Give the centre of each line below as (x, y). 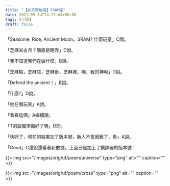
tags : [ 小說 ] (18, 19)
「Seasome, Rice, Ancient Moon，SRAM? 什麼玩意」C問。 (67, 39)
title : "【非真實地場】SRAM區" (35, 10)
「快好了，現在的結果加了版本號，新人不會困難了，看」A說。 (69, 137)
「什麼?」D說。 (22, 94)
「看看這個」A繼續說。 (29, 115)
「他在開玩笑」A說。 (27, 104)
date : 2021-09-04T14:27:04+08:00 (41, 15)
